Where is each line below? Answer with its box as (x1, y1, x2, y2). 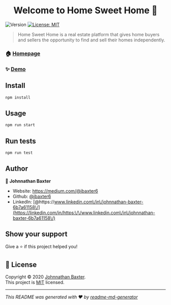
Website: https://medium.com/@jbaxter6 (12, 187, 98, 194)
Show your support (5, 230, 68, 239)
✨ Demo (5, 65, 26, 73)
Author (5, 165, 28, 173)
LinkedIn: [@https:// (12, 199, 54, 205)
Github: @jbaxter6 (12, 193, 51, 199)
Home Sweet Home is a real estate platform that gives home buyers (17, 31, 160, 37)
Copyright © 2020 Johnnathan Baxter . (5, 274, 86, 280)
